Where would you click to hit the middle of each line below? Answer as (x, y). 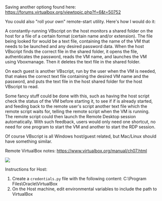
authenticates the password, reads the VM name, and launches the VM (76, 57)
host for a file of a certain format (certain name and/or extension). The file (79, 36)
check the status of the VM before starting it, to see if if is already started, (79, 101)
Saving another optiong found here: (40, 7)
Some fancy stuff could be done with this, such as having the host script (77, 96)
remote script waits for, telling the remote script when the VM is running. (77, 111)
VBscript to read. (22, 86)
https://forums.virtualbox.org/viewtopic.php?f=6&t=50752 (63, 12)
